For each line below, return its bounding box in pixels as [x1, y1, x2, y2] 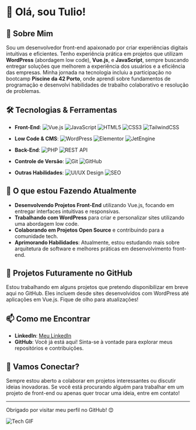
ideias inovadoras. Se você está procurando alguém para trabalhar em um [6, 383, 184, 391]
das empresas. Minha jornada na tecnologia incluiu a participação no [6, 69, 172, 75]
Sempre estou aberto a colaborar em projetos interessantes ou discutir [6, 377, 176, 384]
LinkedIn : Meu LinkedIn [14, 332, 72, 339]
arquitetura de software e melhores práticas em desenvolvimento [14, 245, 171, 252]
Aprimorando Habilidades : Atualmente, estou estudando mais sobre [14, 239, 180, 246]
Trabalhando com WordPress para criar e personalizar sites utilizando [14, 214, 185, 221]
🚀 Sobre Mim [6, 29, 54, 39]
